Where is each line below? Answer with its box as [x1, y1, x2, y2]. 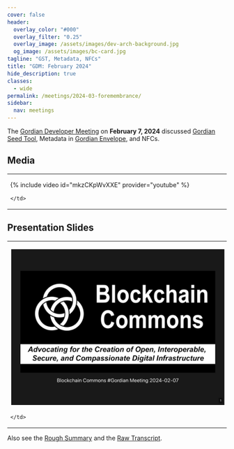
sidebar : [7, 100, 33, 107]
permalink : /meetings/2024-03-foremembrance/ [7, 92, 141, 99]
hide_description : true [7, 70, 77, 77]
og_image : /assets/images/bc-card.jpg [13, 48, 127, 55]
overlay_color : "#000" [13, 26, 79, 33]
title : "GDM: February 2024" [7, 63, 92, 70]
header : [7, 18, 30, 26]
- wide [13, 84, 33, 92]
